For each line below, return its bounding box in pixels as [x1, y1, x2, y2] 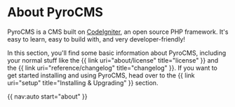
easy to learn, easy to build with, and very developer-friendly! [7, 34, 186, 43]
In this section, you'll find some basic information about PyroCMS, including [7, 49, 227, 57]
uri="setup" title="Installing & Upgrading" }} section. [7, 78, 159, 87]
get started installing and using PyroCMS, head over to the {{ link [7, 71, 195, 80]
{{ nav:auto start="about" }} [7, 92, 88, 101]
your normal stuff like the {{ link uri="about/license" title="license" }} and [7, 56, 219, 64]
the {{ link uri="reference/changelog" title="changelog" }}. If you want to [7, 63, 217, 72]
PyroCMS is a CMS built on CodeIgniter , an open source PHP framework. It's [7, 27, 229, 36]
